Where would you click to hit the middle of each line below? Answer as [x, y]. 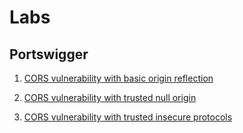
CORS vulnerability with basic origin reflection [118, 78]
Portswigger [49, 54]
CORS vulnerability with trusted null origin [110, 97]
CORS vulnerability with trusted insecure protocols [128, 117]
